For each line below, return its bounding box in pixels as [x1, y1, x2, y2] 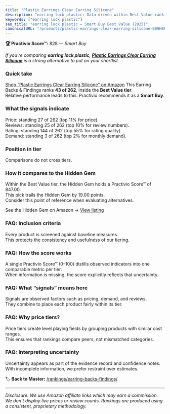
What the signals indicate [5, 105, 69, 112]
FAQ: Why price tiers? [5, 314, 60, 321]
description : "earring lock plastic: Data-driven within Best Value [5, 12, 153, 17]
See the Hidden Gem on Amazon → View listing [5, 207, 104, 213]
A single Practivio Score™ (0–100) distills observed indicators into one [5, 260, 150, 267]
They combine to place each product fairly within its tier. [5, 301, 123, 307]
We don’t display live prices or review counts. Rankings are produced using [5, 397, 163, 403]
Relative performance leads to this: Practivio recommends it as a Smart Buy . [5, 92, 165, 99]
